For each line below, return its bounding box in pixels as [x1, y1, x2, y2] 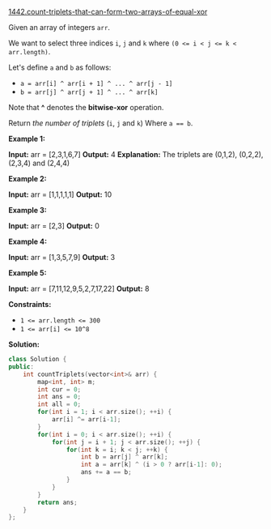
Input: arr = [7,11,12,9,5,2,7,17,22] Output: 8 [8, 284, 150, 293]
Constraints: [8, 300, 52, 309]
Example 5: [8, 268, 47, 278]
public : [8, 362, 35, 371]
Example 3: [8, 206, 47, 215]
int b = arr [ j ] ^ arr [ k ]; [80, 453, 168, 461]
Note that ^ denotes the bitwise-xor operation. [8, 103, 164, 112]
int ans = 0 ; [37, 393, 82, 401]
